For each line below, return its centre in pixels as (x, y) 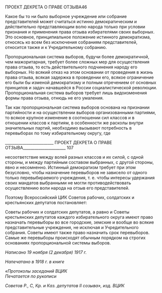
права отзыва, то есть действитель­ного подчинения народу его (71, 67)
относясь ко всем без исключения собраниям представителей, (71, 42)
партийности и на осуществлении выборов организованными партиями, (81, 113)
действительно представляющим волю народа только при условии (75, 27)
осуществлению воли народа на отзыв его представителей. (67, 188)
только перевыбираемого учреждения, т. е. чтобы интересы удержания (80, 178)
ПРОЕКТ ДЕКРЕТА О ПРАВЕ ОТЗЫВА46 (46, 7)
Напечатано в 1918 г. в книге (35, 262)
